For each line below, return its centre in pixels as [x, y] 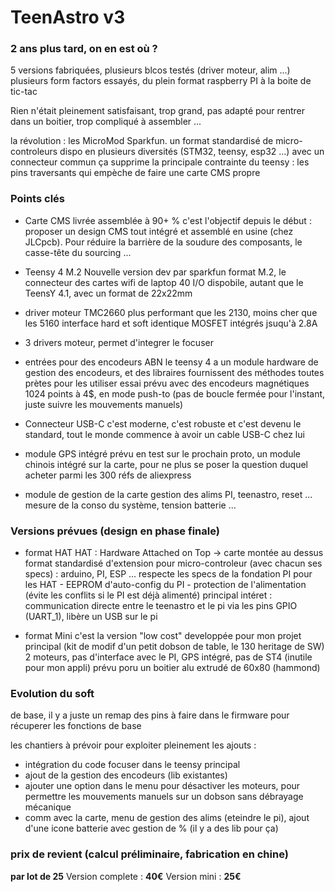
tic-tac [24, 92]
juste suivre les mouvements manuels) [104, 404]
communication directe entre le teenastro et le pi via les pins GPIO [161, 606]
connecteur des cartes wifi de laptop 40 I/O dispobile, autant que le [164, 282]
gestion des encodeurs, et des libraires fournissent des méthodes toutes [174, 372]
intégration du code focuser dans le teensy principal [132, 765]
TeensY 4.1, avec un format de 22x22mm [108, 293]
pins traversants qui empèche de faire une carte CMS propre [135, 173]
